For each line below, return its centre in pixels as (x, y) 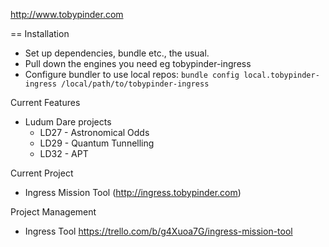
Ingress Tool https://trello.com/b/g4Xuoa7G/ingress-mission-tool (158, 231)
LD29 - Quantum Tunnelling (97, 143)
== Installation (40, 33)
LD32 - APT (64, 153)
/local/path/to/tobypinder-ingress (135, 84)
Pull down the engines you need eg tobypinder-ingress (138, 63)
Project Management (53, 212)
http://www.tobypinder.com (67, 14)
